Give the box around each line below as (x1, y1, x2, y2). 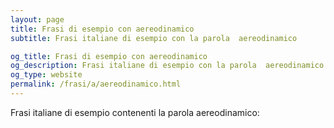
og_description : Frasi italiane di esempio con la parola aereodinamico (10, 61, 325, 71)
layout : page (10, 14, 65, 25)
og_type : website (10, 70, 83, 80)
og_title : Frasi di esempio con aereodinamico (10, 51, 208, 61)
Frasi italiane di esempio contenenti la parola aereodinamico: (10, 106, 260, 118)
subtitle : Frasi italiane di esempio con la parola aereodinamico (10, 33, 298, 43)
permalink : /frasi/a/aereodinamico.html (10, 79, 182, 90)
